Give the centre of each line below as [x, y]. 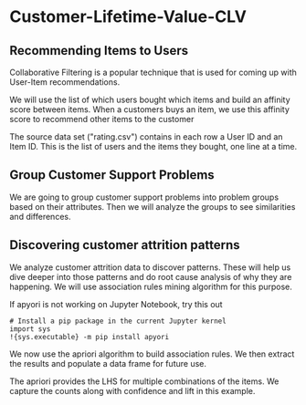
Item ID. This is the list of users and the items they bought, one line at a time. [153, 146]
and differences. [40, 216]
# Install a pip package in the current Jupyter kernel [118, 321]
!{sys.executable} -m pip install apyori [90, 337]
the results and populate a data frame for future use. [108, 363]
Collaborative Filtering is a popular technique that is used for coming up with [153, 72]
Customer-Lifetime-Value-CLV [128, 17]
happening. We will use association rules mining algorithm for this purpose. [151, 286]
